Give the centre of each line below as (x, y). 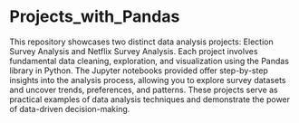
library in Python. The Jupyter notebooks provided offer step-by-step (139, 71)
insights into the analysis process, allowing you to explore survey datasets (148, 80)
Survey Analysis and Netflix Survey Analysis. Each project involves (134, 51)
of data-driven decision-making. (70, 109)
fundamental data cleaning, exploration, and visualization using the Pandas (149, 61)
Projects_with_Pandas (95, 17)
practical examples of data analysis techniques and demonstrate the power (150, 99)
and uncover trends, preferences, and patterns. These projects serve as (144, 90)
